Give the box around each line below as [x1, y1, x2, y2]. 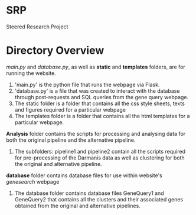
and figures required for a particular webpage [14, 106, 126, 113]
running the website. [6, 69, 56, 77]
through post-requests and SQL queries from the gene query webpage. [14, 93, 189, 100]
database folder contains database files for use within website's [6, 172, 162, 179]
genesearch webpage [6, 178, 60, 185]
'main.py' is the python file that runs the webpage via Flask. [14, 81, 160, 88]
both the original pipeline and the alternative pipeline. [6, 136, 136, 144]
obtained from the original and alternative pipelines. [14, 202, 141, 209]
